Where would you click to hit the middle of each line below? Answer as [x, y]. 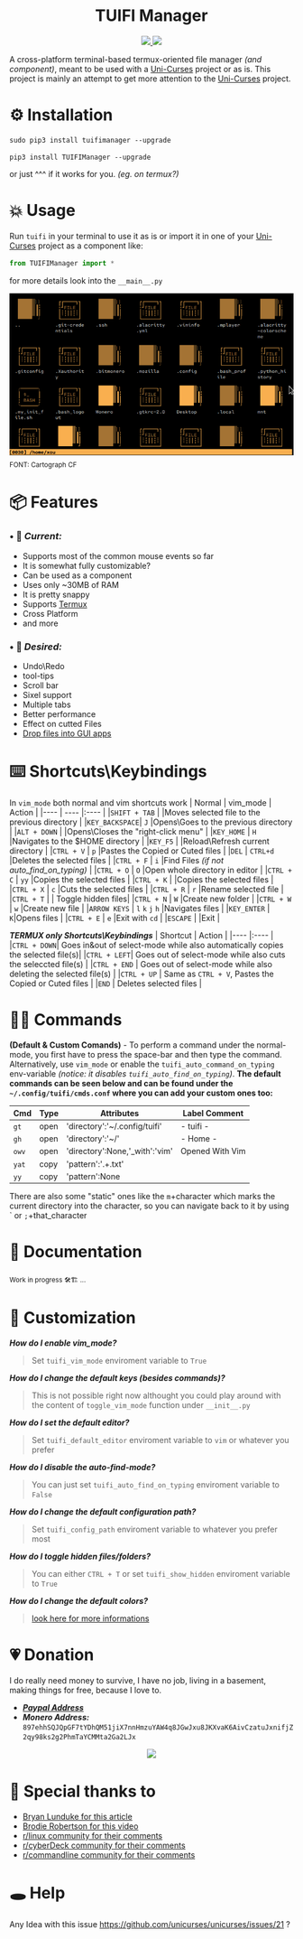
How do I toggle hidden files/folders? [80, 1556]
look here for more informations [90, 1618]
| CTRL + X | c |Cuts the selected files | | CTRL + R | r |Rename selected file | [147, 890]
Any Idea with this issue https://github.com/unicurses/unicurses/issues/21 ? [150, 1924]
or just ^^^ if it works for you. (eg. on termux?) [94, 173]
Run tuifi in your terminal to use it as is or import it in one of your [132, 236]
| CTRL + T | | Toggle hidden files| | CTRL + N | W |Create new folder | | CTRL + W [151, 899]
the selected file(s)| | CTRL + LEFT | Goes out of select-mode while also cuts [147, 955]
